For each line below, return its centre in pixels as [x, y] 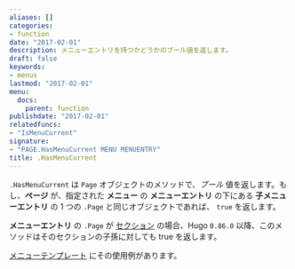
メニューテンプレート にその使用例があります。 [96, 255]
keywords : [28, 67]
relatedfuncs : [36, 125]
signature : [29, 141]
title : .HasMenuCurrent [53, 158]
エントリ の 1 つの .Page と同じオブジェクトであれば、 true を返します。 [149, 206]
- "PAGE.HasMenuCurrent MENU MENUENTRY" [85, 149]
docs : [28, 100]
